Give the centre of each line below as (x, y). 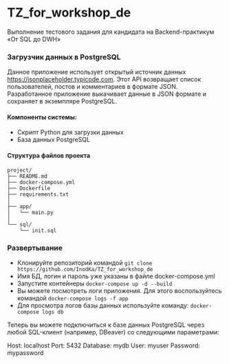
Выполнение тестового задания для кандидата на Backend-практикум (111, 32)
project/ (20, 170)
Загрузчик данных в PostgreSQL (64, 57)
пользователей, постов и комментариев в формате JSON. (92, 87)
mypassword (25, 352)
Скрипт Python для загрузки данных (70, 132)
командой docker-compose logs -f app (73, 298)
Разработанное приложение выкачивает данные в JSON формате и (107, 94)
